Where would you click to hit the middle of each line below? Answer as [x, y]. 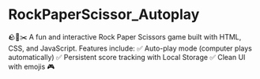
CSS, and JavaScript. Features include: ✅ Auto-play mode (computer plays [130, 48]
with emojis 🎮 [32, 66]
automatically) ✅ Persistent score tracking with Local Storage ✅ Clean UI [127, 57]
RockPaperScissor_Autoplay [104, 15]
